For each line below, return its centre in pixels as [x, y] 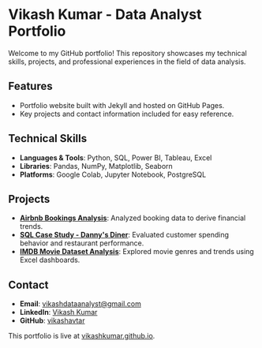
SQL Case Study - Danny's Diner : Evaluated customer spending [124, 235]
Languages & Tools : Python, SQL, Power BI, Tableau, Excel [116, 157]
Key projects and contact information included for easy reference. [127, 114]
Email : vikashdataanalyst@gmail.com [80, 304]
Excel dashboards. [50, 260]
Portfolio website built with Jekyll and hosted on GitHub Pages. [122, 105]
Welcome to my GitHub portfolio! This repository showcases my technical [127, 53]
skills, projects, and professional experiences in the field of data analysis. [127, 62]
